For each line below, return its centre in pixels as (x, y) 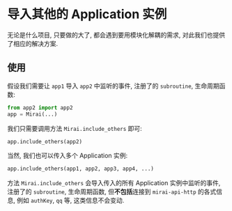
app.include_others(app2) (45, 141)
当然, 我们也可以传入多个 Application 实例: (68, 156)
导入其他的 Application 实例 (87, 14)
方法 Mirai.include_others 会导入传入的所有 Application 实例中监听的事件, (114, 183)
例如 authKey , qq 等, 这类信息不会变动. (70, 201)
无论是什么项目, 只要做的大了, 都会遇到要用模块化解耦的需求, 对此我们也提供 (116, 35)
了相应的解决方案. (33, 43)
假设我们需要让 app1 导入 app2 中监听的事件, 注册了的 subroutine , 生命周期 (113, 86)
